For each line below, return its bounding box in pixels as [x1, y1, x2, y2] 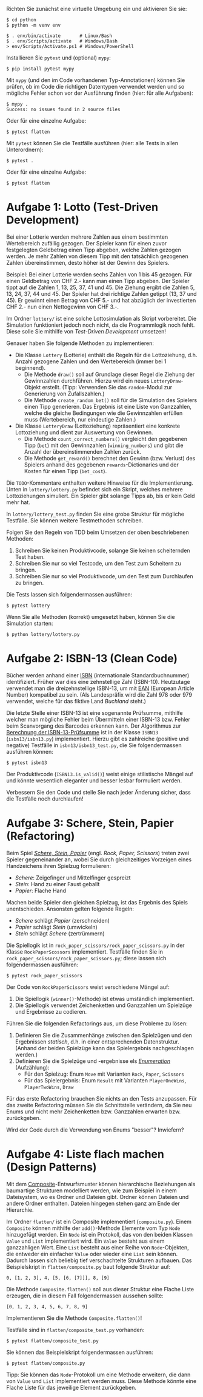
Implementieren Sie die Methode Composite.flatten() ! [6, 1314, 142, 1322]
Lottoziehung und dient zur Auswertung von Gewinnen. [15, 428, 153, 436]
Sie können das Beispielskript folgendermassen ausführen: [6, 1348, 153, 1356]
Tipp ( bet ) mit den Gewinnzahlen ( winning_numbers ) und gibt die [24, 442, 184, 449]
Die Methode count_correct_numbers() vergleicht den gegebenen [24, 435, 188, 442]
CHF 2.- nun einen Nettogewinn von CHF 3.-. [6, 303, 119, 310]
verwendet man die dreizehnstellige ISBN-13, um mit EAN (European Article [6, 685, 195, 692]
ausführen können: [6, 748, 53, 755]
